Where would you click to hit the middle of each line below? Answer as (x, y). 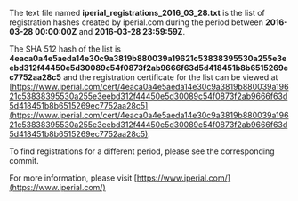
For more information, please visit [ (73, 178)
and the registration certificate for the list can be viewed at (171, 77)
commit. (24, 161)
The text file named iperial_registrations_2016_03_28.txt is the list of (137, 13)
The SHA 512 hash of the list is (65, 49)
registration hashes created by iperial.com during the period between (137, 22)
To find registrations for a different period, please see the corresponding (142, 151)
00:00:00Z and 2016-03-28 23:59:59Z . (109, 32)
